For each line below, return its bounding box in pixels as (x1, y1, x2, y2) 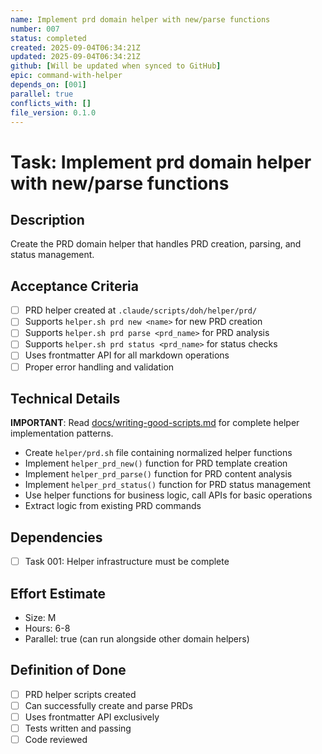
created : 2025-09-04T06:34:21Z (10, 42, 141, 53)
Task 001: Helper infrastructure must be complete (24, 556, 230, 568)
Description (10, 211, 85, 228)
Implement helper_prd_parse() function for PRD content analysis (24, 468, 293, 480)
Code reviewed (24, 734, 88, 746)
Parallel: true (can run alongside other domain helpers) (24, 633, 250, 645)
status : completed (10, 33, 87, 43)
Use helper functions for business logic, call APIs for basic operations (24, 489, 313, 501)
